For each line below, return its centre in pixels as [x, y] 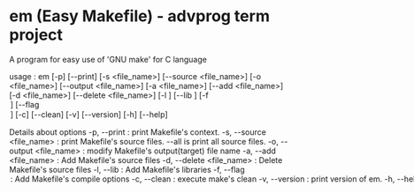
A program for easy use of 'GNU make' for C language [108, 59]
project [36, 35]
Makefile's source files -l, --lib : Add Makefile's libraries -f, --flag [127, 169]
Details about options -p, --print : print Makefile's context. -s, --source [138, 132]
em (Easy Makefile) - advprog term [139, 16]
